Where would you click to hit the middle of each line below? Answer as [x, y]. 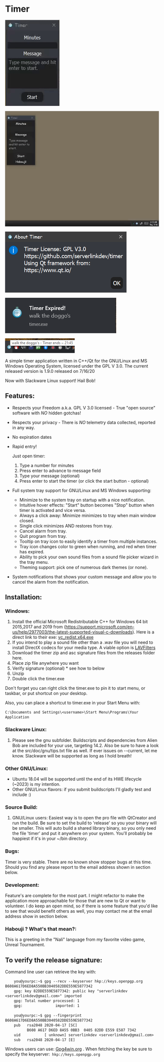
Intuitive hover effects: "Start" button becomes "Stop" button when [87, 505]
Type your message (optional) [50, 476]
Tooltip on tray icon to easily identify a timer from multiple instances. [88, 541]
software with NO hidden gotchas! [47, 413]
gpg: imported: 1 [47, 1006]
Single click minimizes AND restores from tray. [66, 526]
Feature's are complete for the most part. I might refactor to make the [75, 895]
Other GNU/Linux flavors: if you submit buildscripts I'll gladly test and [82, 790]
